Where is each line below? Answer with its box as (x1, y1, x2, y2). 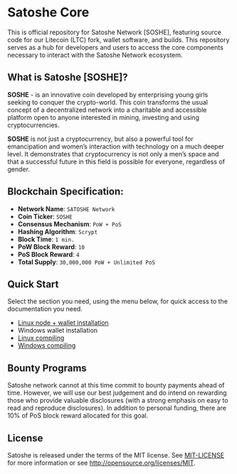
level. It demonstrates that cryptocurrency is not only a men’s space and (7, 149, 219, 158)
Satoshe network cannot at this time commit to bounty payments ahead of (7, 381, 225, 390)
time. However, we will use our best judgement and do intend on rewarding (7, 388, 227, 397)
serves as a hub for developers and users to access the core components (7, 43, 224, 51)
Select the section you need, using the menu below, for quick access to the (7, 297, 228, 306)
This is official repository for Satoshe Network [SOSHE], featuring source (7, 28, 222, 36)
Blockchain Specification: (7, 186, 124, 198)
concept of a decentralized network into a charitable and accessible (7, 105, 207, 114)
